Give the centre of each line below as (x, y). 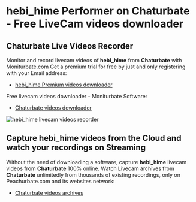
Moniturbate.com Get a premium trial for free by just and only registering (96, 67)
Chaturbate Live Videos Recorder (70, 46)
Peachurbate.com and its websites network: (61, 181)
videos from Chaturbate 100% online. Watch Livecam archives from (91, 168)
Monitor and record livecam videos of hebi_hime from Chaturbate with (94, 60)
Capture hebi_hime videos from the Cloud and (94, 138)
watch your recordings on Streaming (76, 148)
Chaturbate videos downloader (53, 108)
